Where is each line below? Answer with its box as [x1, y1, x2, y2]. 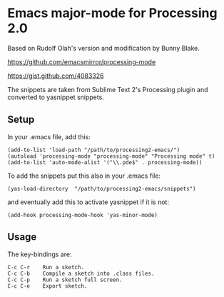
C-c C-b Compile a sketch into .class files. [7, 270, 155, 277]
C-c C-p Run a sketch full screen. [7, 276, 123, 283]
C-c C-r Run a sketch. [7, 263, 84, 271]
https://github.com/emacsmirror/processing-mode [7, 57, 156, 66]
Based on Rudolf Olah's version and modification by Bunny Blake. [7, 44, 200, 52]
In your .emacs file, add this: [7, 132, 91, 141]
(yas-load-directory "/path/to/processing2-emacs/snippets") [7, 185, 196, 192]
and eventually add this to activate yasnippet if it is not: [7, 198, 170, 206]
